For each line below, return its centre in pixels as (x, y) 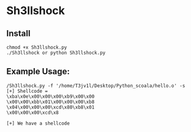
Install (18, 33)
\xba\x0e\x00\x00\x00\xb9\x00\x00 (51, 96)
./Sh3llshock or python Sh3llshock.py (56, 53)
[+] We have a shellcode (38, 123)
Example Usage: (38, 72)
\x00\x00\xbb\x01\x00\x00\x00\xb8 (51, 102)
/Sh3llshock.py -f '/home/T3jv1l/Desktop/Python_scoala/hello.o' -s (96, 86)
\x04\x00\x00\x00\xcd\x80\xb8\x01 (51, 107)
